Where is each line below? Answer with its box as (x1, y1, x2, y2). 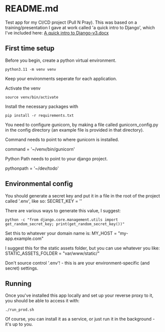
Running (5, 279, 32, 287)
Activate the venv (5, 85, 41, 91)
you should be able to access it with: (5, 298, 80, 304)
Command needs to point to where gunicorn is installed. (5, 137, 120, 142)
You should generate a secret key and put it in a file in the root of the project (5, 192, 161, 198)
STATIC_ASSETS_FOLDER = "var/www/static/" (5, 250, 100, 256)
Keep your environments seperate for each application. (5, 75, 117, 82)
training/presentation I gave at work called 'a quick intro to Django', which (5, 24, 155, 30)
